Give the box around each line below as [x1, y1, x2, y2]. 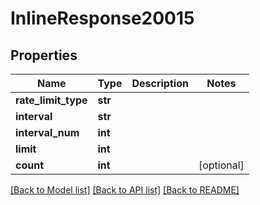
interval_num [15, 126, 80, 139]
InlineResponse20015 [10, 7, 195, 30]
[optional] [198, 158, 245, 172]
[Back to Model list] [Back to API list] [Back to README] [10, 184, 240, 196]
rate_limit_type [15, 93, 88, 107]
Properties [10, 47, 78, 64]
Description [131, 77, 189, 90]
